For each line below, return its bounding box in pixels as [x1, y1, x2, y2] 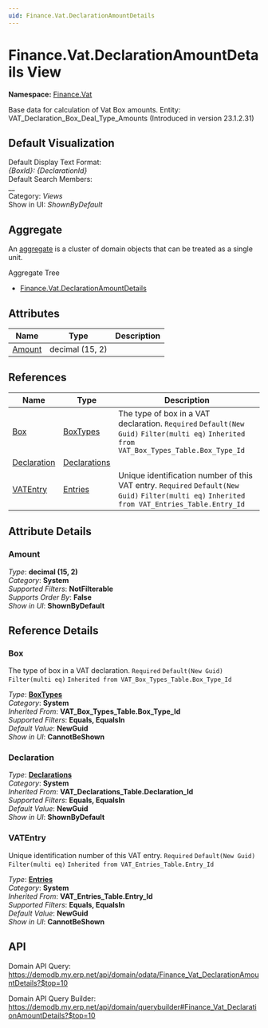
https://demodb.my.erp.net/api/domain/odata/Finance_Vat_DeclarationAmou [8, 970, 259, 979]
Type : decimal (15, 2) [8, 567, 78, 577]
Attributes [8, 306, 60, 320]
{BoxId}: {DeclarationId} [8, 166, 88, 175]
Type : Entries [8, 874, 53, 884]
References [8, 371, 67, 384]
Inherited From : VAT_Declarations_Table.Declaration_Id [8, 787, 194, 797]
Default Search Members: [8, 175, 93, 184]
